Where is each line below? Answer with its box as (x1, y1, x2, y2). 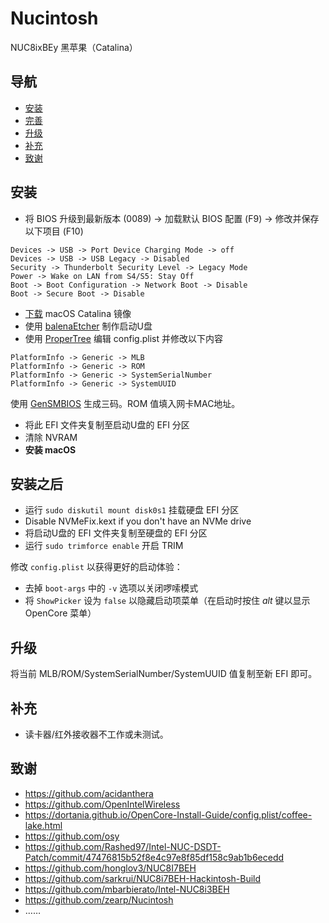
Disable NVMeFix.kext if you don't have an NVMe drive (24, 515, 252, 527)
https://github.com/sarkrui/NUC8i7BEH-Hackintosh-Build (24, 872, 262, 884)
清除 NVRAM (24, 431, 78, 443)
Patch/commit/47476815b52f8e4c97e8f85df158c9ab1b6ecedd (24, 851, 285, 863)
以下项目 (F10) (24, 225, 84, 237)
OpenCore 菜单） (24, 607, 97, 619)
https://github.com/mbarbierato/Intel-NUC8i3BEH (24, 883, 230, 895)
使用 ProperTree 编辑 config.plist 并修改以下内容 (24, 332, 223, 344)
